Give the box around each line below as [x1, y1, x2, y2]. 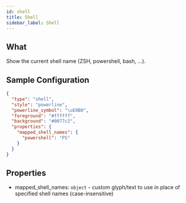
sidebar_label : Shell [6, 20, 60, 26]
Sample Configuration [6, 75, 90, 85]
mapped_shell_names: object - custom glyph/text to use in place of [14, 184, 180, 191]
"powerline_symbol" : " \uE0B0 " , [11, 107, 89, 113]
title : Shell [6, 14, 39, 20]
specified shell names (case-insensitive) [14, 190, 114, 197]
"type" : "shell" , [11, 96, 55, 102]
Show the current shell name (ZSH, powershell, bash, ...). [6, 58, 146, 65]
